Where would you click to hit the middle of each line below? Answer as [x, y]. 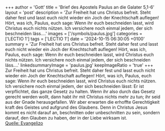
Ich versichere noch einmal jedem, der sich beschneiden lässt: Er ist [75, 86]
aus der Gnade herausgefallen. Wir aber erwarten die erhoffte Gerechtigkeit [82, 102]
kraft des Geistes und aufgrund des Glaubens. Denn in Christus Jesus [76, 107]
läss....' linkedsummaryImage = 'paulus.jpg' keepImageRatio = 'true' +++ [79, 65]
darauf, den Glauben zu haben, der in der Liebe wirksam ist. [66, 118]
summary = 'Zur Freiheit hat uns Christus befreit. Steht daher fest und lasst [82, 44]
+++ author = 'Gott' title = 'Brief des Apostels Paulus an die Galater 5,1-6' [80, 7]
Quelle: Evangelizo [24, 123]
